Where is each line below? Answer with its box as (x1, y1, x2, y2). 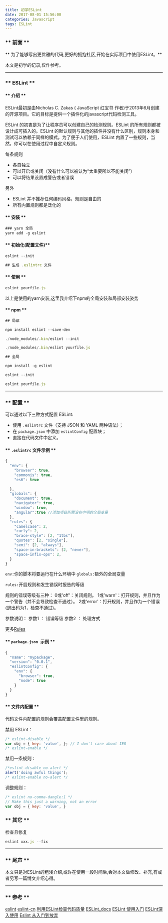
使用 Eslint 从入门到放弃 (9, 912, 58, 918)
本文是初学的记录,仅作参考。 (5, 62, 64, 68)
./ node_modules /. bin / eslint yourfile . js (5, 345, 91, 351)
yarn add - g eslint (5, 230, 46, 236)
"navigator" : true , (14, 501, 55, 506)
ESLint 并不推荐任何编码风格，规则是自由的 (12, 195, 101, 201)
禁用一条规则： (5, 755, 36, 761)
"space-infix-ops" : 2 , (14, 552, 61, 557)
